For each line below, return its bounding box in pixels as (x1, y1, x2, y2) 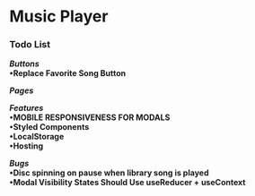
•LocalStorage (9, 132, 65, 142)
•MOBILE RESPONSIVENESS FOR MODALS (9, 112, 171, 123)
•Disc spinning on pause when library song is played (9, 167, 209, 178)
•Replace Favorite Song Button (9, 68, 127, 79)
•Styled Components (9, 122, 90, 132)
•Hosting (9, 141, 44, 151)
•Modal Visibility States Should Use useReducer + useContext (9, 177, 246, 188)
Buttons (9, 58, 40, 69)
